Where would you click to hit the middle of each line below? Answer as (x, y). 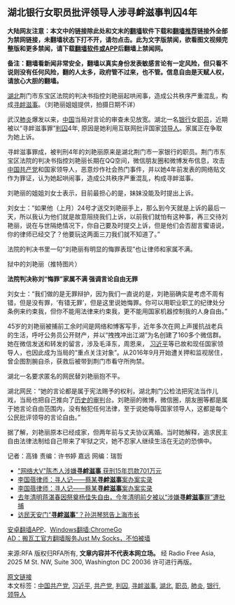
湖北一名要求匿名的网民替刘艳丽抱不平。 (65, 376)
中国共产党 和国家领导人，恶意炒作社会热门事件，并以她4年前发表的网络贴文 (116, 169)
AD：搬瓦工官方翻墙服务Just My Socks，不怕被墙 (79, 538)
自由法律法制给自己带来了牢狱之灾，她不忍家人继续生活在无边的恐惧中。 (111, 441)
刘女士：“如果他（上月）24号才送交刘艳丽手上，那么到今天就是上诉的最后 (114, 208)
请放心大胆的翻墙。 (35, 81)
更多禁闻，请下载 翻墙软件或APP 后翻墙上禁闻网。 (96, 48)
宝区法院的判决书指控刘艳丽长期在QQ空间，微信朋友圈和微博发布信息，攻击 (116, 161)
